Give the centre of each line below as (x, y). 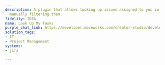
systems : (14, 46)
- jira (12, 50)
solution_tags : (21, 32)
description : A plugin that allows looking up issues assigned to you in (82, 10)
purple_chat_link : (24, 28)
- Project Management (27, 42)
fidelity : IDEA (21, 19)
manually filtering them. (36, 14)
